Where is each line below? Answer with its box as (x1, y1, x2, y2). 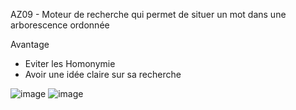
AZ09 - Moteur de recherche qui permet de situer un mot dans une (10, 9, 287, 20)
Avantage (10, 39, 50, 50)
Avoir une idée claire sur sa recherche (24, 69, 182, 80)
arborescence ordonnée (10, 19, 110, 31)
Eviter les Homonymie (24, 58, 116, 69)
